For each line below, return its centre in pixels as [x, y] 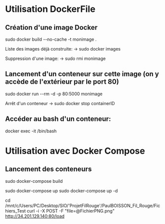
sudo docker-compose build [34, 181]
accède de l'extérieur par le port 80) [62, 82]
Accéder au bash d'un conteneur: [58, 119]
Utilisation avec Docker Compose [75, 151]
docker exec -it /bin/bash [31, 131]
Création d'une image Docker [51, 28]
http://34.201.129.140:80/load [35, 216]
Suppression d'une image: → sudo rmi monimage [55, 58]
